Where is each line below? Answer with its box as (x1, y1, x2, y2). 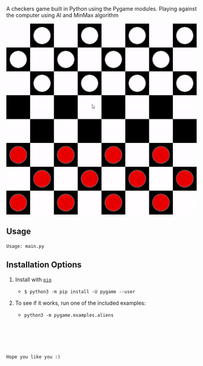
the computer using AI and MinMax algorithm (6, 12, 119, 19)
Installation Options (6, 260, 82, 270)
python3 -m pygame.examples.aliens (24, 312, 114, 318)
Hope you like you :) (6, 354, 61, 360)
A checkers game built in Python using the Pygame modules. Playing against (6, 5, 197, 12)
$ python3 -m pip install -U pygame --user (24, 288, 136, 294)
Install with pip (14, 276, 52, 283)
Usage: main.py (6, 243, 45, 249)
